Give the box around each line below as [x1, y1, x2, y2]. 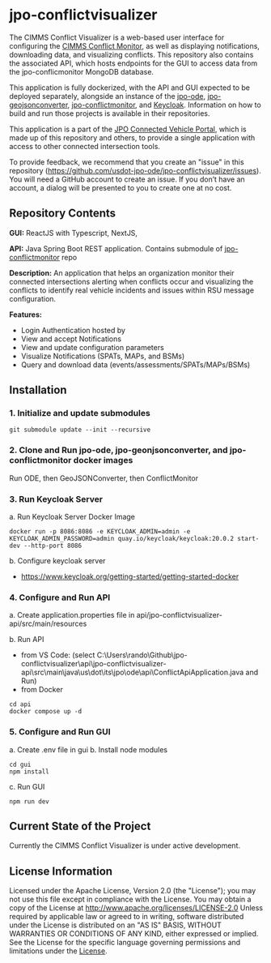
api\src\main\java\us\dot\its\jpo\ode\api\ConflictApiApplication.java [20, 667, 244, 678]
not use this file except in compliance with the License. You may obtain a [9, 894, 252, 905]
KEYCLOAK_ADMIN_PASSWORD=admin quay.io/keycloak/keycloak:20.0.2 [9, 535, 234, 543]
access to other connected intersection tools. [9, 141, 161, 151]
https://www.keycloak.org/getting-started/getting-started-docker [20, 571, 239, 581]
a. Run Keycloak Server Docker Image [9, 512, 136, 522]
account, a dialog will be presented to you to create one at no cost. [9, 182, 232, 192]
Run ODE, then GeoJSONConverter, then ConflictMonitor [9, 473, 199, 483]
